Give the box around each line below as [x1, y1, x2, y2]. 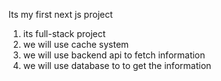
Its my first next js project [8, 9, 113, 20]
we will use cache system [22, 39, 130, 50]
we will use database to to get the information [22, 60, 212, 71]
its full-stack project [22, 28, 106, 39]
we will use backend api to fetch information [22, 49, 206, 61]
